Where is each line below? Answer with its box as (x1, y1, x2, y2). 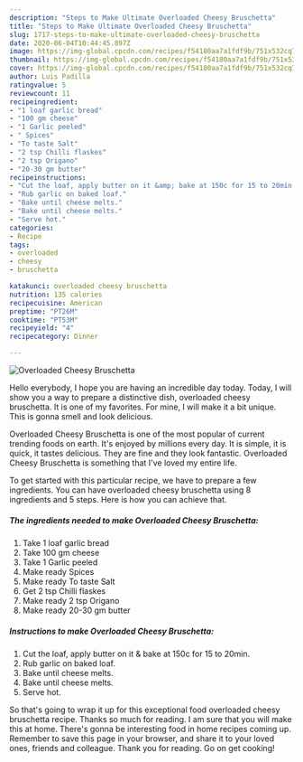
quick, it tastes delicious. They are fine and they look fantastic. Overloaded (9, 448, 288, 458)
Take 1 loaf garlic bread (22, 537, 110, 548)
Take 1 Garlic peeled (22, 557, 98, 568)
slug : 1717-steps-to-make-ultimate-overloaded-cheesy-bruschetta (9, 30, 260, 39)
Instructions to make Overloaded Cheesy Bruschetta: (9, 626, 215, 636)
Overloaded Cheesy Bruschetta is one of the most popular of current (9, 428, 265, 439)
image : (9, 47, 34, 56)
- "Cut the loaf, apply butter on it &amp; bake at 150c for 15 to (9, 182, 269, 191)
